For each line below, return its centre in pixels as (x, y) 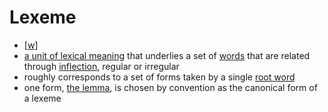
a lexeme (42, 98)
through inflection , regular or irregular (101, 66)
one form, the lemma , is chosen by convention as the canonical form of (170, 87)
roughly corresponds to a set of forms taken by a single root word (159, 77)
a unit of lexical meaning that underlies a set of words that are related (167, 55)
